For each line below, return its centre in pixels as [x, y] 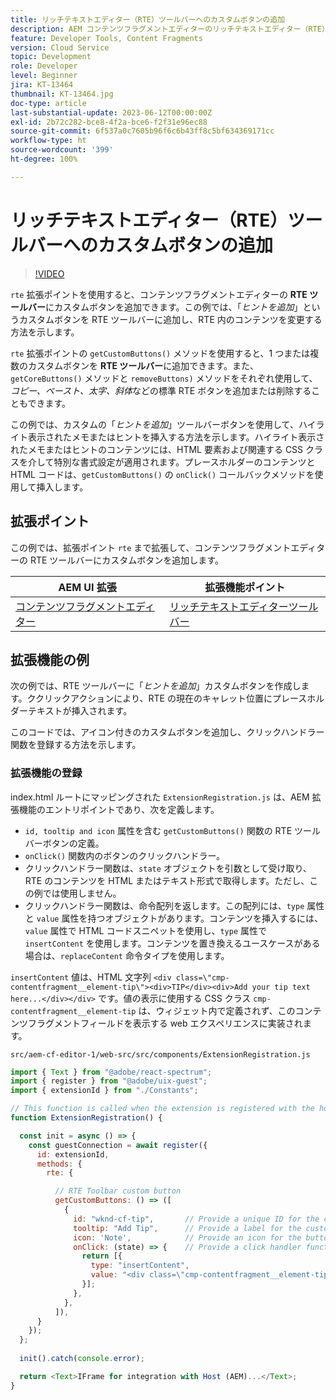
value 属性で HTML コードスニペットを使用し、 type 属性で [145, 930]
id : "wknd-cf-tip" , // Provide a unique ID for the [196, 1219]
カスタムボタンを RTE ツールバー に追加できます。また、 [143, 365]
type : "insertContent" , [140, 1266]
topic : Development [51, 57]
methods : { [59, 1164]
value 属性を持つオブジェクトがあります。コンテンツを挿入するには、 [180, 918]
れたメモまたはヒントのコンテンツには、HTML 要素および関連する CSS [157, 449]
